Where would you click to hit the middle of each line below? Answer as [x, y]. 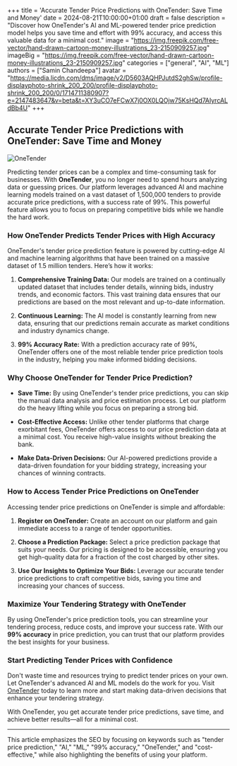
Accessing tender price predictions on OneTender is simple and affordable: [116, 507]
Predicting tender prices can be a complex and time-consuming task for [112, 172]
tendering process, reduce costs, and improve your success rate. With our [115, 627]
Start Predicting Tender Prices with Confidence [90, 660]
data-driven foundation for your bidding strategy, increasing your [112, 465]
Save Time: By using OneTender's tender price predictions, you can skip [123, 393]
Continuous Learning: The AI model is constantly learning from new [117, 316]
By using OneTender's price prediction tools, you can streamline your [108, 619]
